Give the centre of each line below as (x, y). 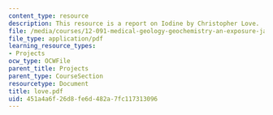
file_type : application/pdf (56, 38)
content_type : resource (49, 16)
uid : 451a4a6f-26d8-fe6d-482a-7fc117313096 (83, 99)
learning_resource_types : (52, 46)
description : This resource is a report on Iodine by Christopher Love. (134, 23)
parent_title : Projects (49, 69)
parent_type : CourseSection (56, 76)
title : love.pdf (36, 91)
